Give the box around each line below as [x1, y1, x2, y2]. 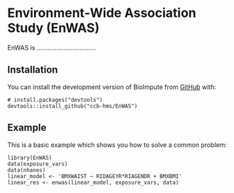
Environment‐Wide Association [7, 5, 196, 21]
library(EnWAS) [7, 154, 52, 161]
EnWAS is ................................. [7, 43, 96, 52]
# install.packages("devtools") [7, 96, 103, 103]
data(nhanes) [7, 166, 46, 174]
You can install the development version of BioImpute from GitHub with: [7, 83, 216, 91]
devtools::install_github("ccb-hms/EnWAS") [7, 103, 138, 110]
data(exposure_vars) [7, 160, 69, 168]
